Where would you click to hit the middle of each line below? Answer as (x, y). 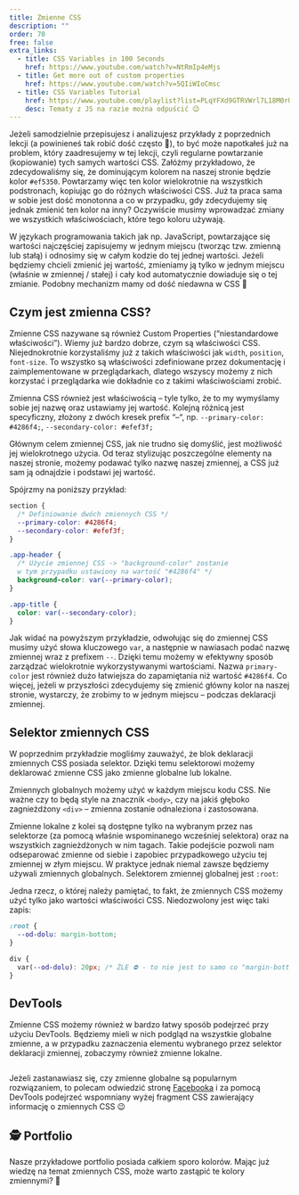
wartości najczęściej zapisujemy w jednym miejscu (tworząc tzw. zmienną (145, 246)
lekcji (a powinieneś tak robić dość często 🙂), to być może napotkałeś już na (149, 144)
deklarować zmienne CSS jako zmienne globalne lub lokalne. (121, 773)
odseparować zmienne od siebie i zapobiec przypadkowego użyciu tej (138, 855)
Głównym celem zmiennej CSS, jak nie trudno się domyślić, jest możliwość (146, 444)
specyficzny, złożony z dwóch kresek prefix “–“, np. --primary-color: (137, 417)
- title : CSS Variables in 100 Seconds (91, 59)
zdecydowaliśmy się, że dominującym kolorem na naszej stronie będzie (140, 172)
